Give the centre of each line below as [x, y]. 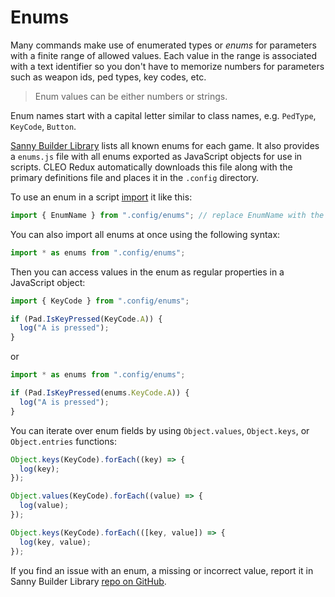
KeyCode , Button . [43, 126]
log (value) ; [44, 506]
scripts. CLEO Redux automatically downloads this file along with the [151, 167]
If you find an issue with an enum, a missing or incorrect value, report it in [162, 570]
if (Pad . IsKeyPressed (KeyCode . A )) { [86, 319]
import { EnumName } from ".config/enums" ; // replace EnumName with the [167, 215]
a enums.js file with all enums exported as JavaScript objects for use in [156, 156]
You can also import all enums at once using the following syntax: [145, 234]
